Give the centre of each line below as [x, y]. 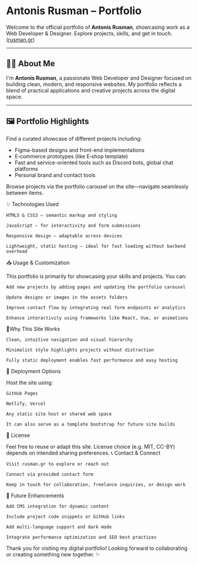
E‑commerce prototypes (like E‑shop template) [71, 156]
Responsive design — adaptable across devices [64, 236]
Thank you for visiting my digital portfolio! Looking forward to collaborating [97, 548]
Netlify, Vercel [26, 404]
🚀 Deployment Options [33, 371]
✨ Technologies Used [32, 204]
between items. [25, 193]
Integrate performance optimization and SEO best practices [82, 537]
